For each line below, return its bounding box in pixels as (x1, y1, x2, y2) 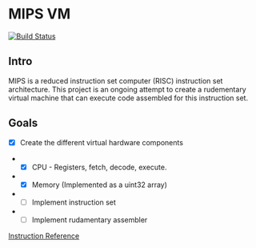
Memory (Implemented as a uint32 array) (31, 180, 168, 189)
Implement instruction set (31, 197, 116, 207)
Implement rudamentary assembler (31, 214, 148, 225)
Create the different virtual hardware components (19, 137, 184, 147)
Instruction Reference (8, 230, 80, 241)
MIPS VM (8, 5, 71, 23)
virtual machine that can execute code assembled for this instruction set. (8, 93, 249, 103)
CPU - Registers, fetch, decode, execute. (31, 162, 167, 172)
